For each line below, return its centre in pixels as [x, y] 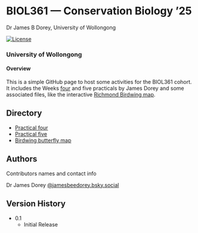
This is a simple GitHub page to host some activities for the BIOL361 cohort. [99, 82]
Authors [22, 159]
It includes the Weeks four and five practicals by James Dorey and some [95, 88]
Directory [24, 114]
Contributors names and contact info [51, 173]
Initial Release [41, 224]
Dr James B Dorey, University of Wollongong [61, 27]
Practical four [31, 128]
